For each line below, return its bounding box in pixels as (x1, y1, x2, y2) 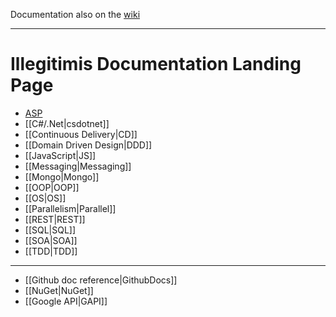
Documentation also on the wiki (10, 9, 141, 20)
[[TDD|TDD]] (24, 245, 78, 257)
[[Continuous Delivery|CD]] (24, 128, 138, 140)
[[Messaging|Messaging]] (24, 160, 132, 172)
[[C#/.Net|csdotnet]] (24, 117, 110, 129)
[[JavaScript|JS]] (24, 149, 97, 161)
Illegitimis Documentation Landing (10, 53, 302, 76)
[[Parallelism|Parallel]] (24, 202, 117, 214)
